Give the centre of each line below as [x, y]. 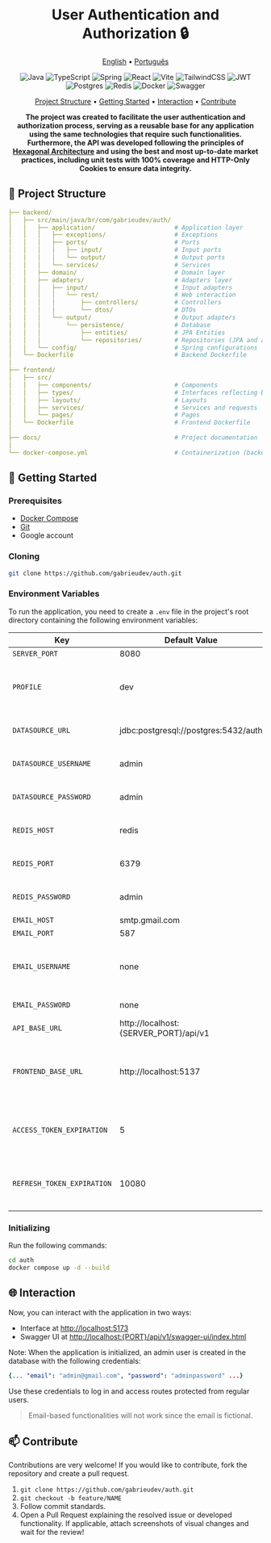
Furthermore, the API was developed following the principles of [135, 142]
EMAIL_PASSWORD [42, 1004]
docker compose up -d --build [59, 1268]
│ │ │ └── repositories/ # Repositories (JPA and [133, 340]
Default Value [191, 639]
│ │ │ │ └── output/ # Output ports [117, 258]
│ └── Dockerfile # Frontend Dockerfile [129, 423]
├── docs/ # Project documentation [133, 438]
